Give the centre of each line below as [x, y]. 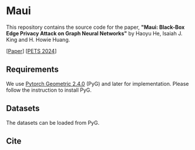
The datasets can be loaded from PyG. [53, 122]
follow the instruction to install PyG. [49, 90]
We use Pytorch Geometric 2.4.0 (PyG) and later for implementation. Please [97, 84]
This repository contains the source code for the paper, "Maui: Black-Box [95, 27]
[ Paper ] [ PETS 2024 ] [31, 51]
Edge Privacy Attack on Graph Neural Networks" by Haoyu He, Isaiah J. [95, 33]
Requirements [32, 70]
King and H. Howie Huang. [38, 39]
